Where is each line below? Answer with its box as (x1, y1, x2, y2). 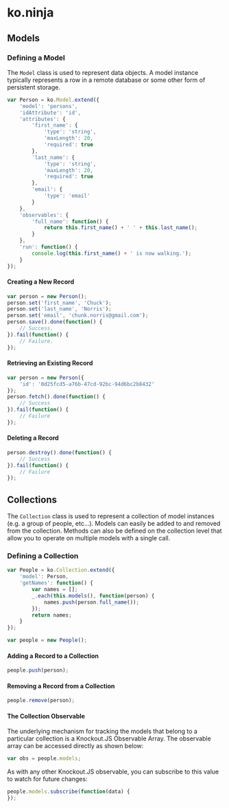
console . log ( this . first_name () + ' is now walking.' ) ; (32, 250, 192, 257)
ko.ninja (7, 5, 54, 21)
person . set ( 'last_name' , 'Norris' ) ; (7, 306, 112, 312)
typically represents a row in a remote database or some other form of (7, 76, 206, 84)
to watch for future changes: (7, 775, 88, 783)
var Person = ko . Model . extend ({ (7, 96, 99, 103)
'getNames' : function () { (19, 580, 94, 586)
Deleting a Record (7, 434, 60, 442)
